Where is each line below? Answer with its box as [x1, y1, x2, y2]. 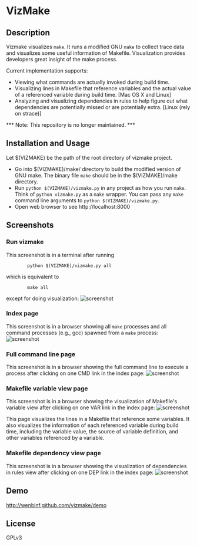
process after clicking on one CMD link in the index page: [6, 370, 145, 377]
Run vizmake [6, 238, 44, 246]
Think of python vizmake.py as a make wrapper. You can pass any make [14, 190, 184, 198]
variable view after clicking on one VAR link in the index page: [6, 404, 155, 411]
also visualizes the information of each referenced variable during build [6, 422, 179, 429]
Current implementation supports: [6, 67, 88, 74]
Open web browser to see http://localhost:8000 [14, 203, 131, 210]
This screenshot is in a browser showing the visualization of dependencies [6, 462, 187, 469]
